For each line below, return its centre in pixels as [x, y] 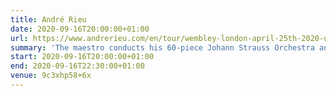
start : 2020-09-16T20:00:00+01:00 [82, 57]
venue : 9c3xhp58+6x [51, 76]
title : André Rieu [48, 19]
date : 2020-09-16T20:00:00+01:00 [80, 29]
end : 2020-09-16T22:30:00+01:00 [77, 66]
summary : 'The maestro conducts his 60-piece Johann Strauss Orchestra [162, 47]
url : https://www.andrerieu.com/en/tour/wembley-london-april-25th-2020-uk [171, 38]
